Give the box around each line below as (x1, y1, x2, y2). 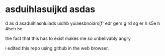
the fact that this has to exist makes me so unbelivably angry (5, 35, 131, 41)
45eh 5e (5, 25, 23, 31)
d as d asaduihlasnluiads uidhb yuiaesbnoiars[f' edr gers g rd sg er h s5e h (5, 20, 160, 26)
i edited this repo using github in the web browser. (5, 45, 109, 51)
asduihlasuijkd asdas (5, 4, 96, 15)
